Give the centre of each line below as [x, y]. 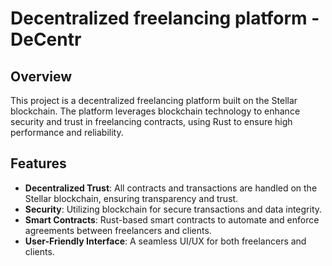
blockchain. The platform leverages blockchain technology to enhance [155, 111]
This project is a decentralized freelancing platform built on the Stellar [154, 100]
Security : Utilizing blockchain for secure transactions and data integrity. [173, 209]
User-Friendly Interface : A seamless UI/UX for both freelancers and [165, 241]
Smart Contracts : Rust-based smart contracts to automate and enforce [172, 219]
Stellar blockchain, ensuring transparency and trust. [131, 198]
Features [38, 163]
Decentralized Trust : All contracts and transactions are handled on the [171, 188]
